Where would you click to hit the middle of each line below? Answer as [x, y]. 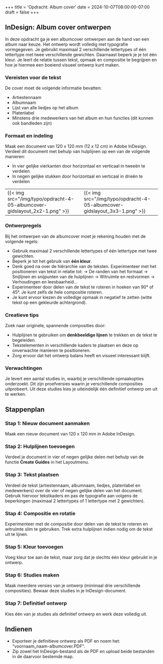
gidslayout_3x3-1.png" [111, 211]
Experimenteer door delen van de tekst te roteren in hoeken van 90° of [83, 287]
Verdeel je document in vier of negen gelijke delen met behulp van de [74, 457]
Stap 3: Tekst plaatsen [32, 475]
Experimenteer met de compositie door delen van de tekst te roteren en [76, 524]
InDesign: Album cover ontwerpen [58, 27]
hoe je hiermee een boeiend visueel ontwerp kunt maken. [63, 65]
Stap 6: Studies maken [32, 575]
